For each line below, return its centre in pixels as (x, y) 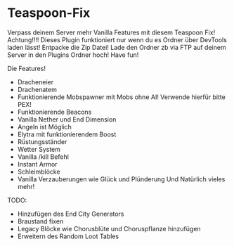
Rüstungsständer (42, 141)
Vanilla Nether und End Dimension (67, 119)
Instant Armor (37, 164)
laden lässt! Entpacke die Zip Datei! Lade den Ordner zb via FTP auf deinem (117, 47)
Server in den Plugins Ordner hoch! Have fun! (73, 55)
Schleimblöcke (39, 171)
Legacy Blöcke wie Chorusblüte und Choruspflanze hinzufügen (109, 228)
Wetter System (39, 149)
